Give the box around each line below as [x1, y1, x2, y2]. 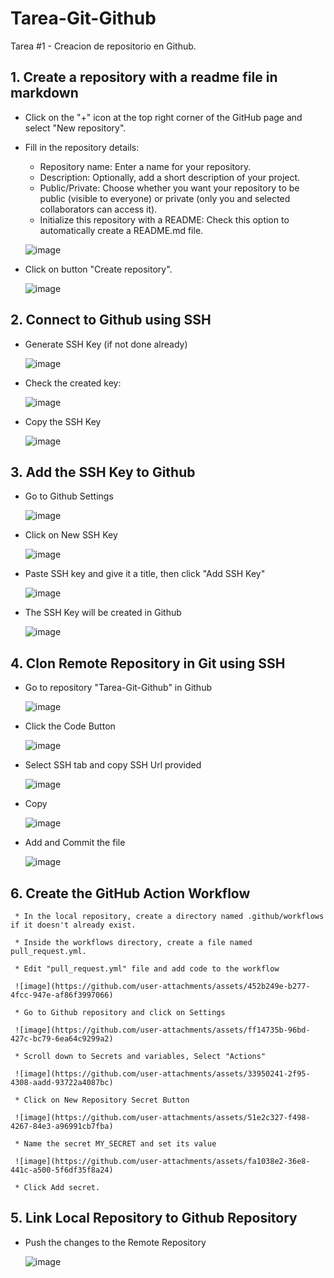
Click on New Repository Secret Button [23, 1095, 190, 1105]
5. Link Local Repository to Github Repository [10, 1210, 298, 1227]
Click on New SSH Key [24, 529, 118, 541]
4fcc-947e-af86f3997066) [10, 990, 114, 1000]
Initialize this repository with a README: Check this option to [39, 213, 290, 226]
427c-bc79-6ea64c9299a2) [10, 1034, 114, 1044]
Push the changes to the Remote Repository [24, 1236, 207, 1248]
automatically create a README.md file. [39, 224, 204, 236]
